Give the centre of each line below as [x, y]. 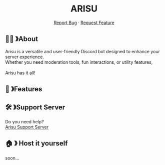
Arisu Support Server [27, 127]
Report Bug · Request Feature [84, 23]
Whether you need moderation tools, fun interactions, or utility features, [79, 62]
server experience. [24, 57]
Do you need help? [24, 121]
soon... [12, 158]
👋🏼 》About [22, 39]
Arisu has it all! [20, 73]
